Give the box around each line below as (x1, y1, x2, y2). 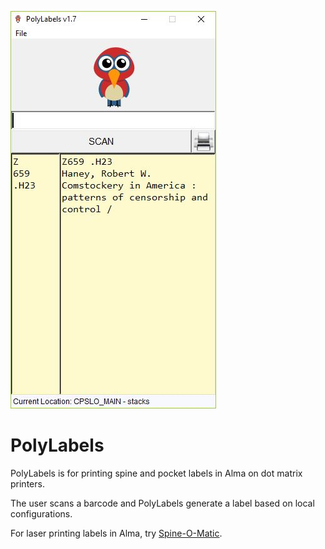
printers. (10, 477, 45, 490)
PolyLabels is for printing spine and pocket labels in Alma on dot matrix (10, 467, 303, 479)
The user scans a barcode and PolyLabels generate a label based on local (10, 497, 315, 509)
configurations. (10, 507, 73, 520)
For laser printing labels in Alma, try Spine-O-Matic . (10, 527, 223, 539)
